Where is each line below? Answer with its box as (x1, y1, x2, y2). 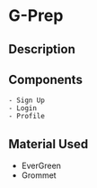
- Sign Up (8, 96, 46, 105)
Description (8, 42, 75, 57)
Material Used (8, 136, 89, 152)
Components (8, 71, 83, 87)
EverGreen (21, 160, 62, 172)
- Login (8, 104, 38, 113)
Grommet (21, 170, 57, 181)
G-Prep (8, 5, 64, 26)
